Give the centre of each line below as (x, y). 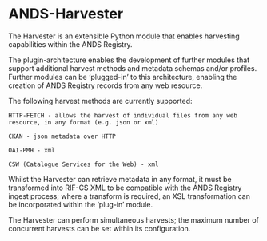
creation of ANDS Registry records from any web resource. (106, 85)
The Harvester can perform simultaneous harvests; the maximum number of (134, 219)
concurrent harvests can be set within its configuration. (100, 228)
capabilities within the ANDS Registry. (70, 44)
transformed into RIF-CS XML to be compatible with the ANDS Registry (125, 188)
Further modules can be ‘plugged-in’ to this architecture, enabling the (123, 77)
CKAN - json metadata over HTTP (62, 136)
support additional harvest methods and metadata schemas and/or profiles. (133, 68)
